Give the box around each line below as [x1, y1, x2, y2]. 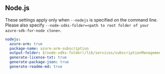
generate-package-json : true [9, 60, 69, 65]
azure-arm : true [9, 41, 43, 46]
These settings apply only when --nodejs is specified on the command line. [5, 17, 158, 23]
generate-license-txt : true [9, 55, 67, 60]
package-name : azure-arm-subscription [9, 46, 89, 51]
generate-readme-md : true [9, 64, 63, 69]
